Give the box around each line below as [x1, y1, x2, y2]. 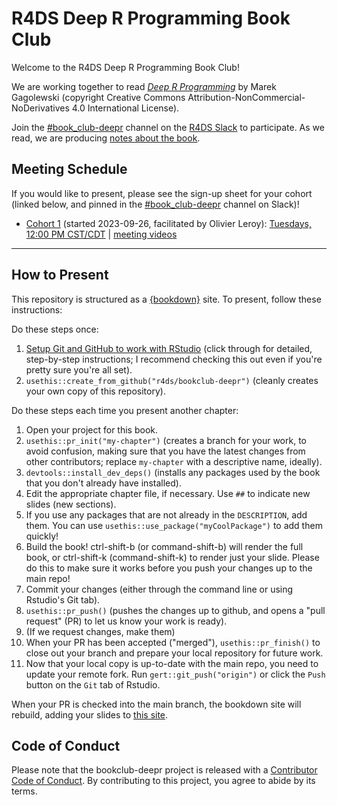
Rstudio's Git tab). [25, 593, 101, 606]
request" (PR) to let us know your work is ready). [25, 615, 228, 627]
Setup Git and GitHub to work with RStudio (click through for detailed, [25, 342, 313, 354]
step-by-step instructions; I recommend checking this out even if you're [25, 353, 323, 365]
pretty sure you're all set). [25, 363, 133, 376]
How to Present [11, 267, 109, 284]
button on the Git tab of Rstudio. [25, 678, 161, 691]
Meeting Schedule [11, 161, 128, 178]
